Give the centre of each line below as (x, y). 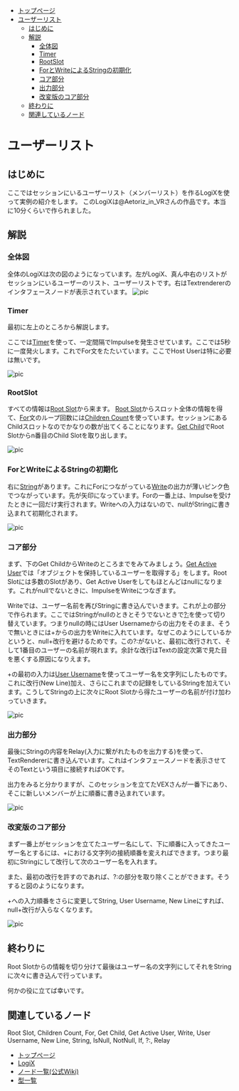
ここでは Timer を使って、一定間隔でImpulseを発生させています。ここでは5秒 (119, 342)
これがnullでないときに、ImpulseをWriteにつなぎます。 (99, 590)
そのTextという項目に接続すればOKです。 (68, 770)
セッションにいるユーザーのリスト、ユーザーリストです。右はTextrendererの (119, 282)
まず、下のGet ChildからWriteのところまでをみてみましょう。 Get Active (112, 563)
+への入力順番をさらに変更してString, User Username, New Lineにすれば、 (117, 901)
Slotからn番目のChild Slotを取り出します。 (69, 435)
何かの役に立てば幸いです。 (47, 991)
